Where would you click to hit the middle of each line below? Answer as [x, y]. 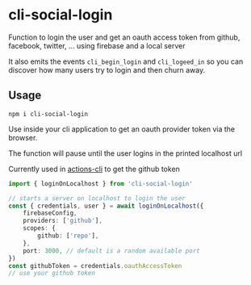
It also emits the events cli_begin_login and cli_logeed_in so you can [126, 61]
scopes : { [40, 228]
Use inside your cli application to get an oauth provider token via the [122, 129]
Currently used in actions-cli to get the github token [94, 169]
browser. [23, 137]
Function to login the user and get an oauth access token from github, [124, 37]
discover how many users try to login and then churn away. [107, 69]
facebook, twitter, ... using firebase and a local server [97, 45]
